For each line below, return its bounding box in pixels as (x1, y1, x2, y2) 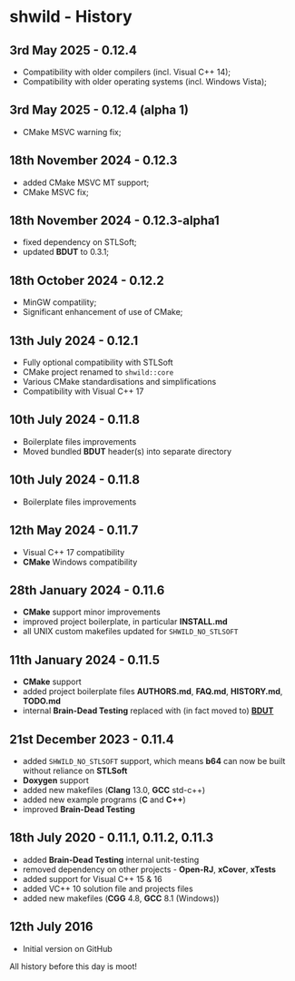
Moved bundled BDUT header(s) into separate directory (22, 446, 232, 456)
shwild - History (9, 6, 133, 27)
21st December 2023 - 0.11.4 (9, 731, 174, 747)
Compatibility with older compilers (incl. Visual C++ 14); (22, 66, 231, 77)
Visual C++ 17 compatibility (22, 546, 125, 557)
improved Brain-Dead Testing (22, 803, 136, 814)
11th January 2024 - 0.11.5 (9, 652, 161, 668)
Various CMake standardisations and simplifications (22, 377, 217, 387)
